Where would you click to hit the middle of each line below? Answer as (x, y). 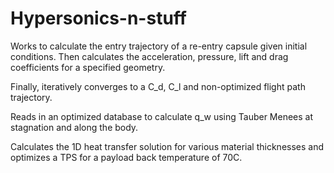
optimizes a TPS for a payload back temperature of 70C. (126, 157)
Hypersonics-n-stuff (98, 18)
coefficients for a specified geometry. (88, 67)
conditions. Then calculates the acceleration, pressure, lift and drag (149, 56)
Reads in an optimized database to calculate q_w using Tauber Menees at (162, 116)
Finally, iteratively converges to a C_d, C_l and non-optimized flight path (158, 86)
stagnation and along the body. (74, 127)
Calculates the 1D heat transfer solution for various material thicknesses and (167, 146)
